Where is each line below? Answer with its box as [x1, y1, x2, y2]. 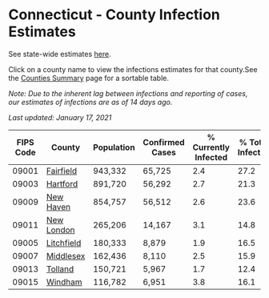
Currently [192, 142, 231, 153]
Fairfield [46, 165, 78, 176]
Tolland [46, 263, 74, 274]
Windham [46, 276, 82, 288]
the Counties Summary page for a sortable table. [8, 73, 170, 83]
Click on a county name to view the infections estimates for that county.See [8, 64, 258, 74]
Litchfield [46, 237, 82, 248]
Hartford [46, 178, 78, 189]
